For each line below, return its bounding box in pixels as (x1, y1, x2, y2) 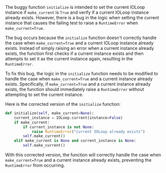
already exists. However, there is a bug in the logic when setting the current (5, 15, 160, 20)
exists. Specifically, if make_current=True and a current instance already (5, 81, 151, 87)
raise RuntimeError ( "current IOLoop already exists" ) (31, 129, 145, 134)
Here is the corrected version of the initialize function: (5, 101, 121, 107)
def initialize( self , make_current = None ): (5, 111, 94, 116)
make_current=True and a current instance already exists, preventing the (5, 157, 152, 163)
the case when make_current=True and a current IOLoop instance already (5, 40, 154, 46)
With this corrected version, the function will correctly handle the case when (5, 152, 162, 158)
